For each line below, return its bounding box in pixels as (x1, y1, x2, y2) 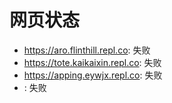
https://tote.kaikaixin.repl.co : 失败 (23, 56, 162, 68)
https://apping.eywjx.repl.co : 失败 (23, 69, 163, 81)
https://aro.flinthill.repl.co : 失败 (23, 44, 151, 56)
